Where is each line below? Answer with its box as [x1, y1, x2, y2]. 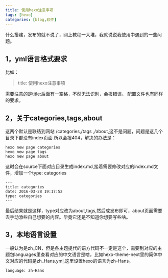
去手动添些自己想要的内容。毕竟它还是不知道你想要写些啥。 [5, 214, 131, 220]
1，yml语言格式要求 [5, 54, 67, 63]
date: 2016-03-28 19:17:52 [5, 189, 63, 194]
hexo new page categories [5, 145, 60, 150]
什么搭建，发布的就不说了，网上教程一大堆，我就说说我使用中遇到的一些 [5, 32, 157, 38]
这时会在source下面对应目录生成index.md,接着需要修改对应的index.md [5, 163, 154, 169]
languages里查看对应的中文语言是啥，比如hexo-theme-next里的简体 [14, 251, 158, 258]
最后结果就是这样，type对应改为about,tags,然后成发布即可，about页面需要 [5, 208, 162, 213]
